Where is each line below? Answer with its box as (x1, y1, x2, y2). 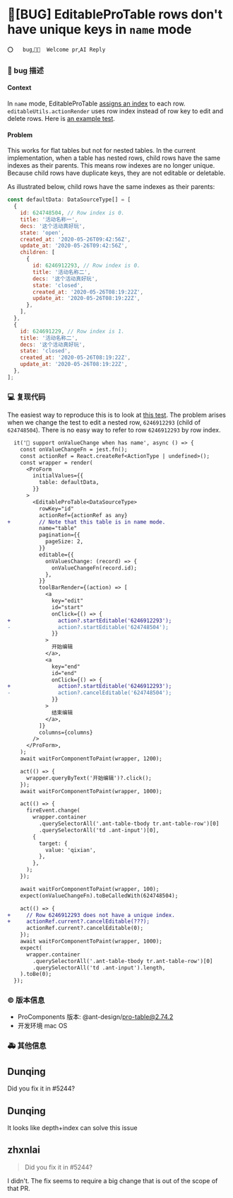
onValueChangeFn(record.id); (52, 564, 138, 572)
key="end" (52, 663, 80, 670)
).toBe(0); (20, 971, 52, 978)
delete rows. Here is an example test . (7, 115, 115, 123)
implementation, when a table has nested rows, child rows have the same (7, 154, 221, 162)
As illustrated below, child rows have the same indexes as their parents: (7, 183, 215, 191)
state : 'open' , (20, 229, 65, 236)
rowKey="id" (38, 505, 74, 512)
